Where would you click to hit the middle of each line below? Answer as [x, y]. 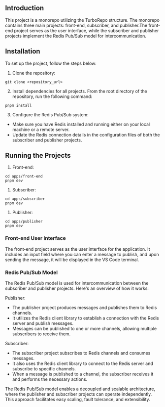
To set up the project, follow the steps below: [51, 63]
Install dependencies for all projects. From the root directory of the [80, 91]
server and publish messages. [43, 323]
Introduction [25, 8]
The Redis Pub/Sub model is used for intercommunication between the [77, 283]
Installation [23, 51]
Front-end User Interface [36, 238]
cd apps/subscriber [25, 199]
